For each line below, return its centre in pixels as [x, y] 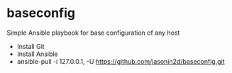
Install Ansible [37, 54]
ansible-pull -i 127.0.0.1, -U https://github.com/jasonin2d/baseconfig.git [121, 61]
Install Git [31, 46]
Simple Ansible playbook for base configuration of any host [93, 33]
